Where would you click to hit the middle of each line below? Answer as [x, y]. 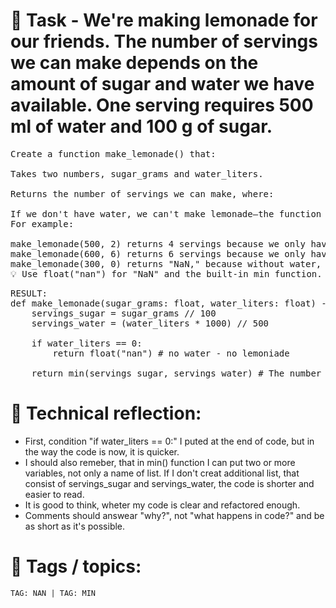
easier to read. [54, 494]
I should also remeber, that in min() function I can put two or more [160, 462]
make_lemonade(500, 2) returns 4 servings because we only [158, 243]
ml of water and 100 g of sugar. [141, 126]
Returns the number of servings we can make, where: [142, 193]
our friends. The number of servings [164, 41]
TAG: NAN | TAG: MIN [53, 593]
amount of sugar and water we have [162, 84]
